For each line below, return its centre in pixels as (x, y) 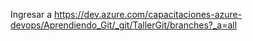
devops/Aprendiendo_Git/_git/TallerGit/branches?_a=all (124, 25)
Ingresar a (31, 14)
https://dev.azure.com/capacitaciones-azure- (148, 14)
